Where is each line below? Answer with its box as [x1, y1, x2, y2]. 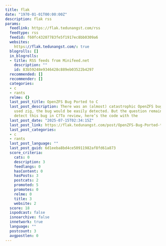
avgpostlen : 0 [9, 233, 39, 238]
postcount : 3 [9, 229, 37, 234]
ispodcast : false [9, 210, 45, 215]
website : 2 [14, 201, 37, 206]
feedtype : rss [9, 30, 39, 35]
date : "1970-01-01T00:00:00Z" [5, 12, 68, 17]
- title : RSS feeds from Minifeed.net [9, 58, 90, 63]
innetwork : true [9, 219, 43, 225]
